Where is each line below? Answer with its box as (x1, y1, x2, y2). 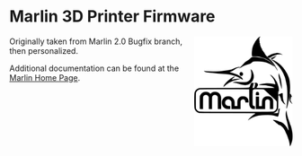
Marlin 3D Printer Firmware (9, 6, 216, 27)
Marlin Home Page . (9, 72, 81, 82)
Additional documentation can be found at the (9, 63, 180, 74)
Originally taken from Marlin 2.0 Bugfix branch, (9, 36, 182, 47)
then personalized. (9, 45, 79, 56)
